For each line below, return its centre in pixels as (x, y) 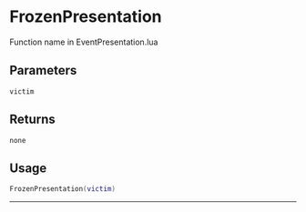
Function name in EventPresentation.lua (84, 42)
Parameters (43, 71)
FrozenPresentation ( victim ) (63, 189)
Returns (33, 120)
